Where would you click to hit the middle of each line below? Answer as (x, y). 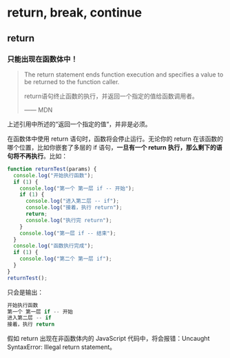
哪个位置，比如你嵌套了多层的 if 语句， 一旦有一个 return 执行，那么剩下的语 (115, 147)
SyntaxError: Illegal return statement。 (61, 347)
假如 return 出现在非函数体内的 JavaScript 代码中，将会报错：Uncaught (108, 339)
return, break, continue (75, 13)
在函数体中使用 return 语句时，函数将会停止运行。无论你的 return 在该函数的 (115, 139)
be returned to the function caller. (72, 81)
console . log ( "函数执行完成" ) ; (54, 246)
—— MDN (38, 110)
